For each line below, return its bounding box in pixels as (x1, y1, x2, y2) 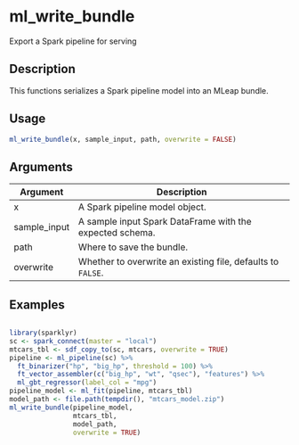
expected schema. (78, 227, 156, 239)
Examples (9, 297, 65, 312)
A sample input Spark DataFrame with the (78, 216, 252, 228)
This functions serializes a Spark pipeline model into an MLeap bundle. (9, 85, 269, 95)
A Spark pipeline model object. (78, 201, 206, 213)
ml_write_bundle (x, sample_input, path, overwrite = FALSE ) (9, 135, 238, 144)
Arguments (9, 159, 74, 175)
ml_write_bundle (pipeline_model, (9, 403, 133, 412)
